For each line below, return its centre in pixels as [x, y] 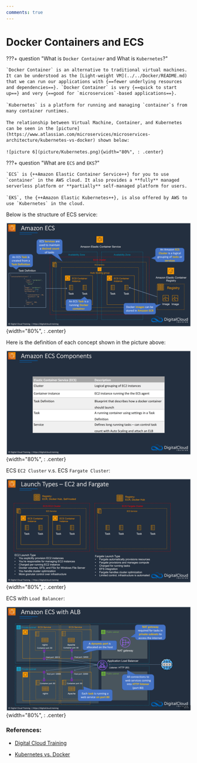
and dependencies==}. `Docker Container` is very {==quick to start [91, 87]
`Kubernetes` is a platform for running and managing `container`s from [97, 105]
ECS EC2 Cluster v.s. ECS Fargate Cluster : [58, 470]
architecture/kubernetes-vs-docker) [51, 140]
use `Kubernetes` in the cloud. [45, 203]
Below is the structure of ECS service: [52, 214]
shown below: [114, 140]
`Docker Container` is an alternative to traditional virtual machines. [97, 70]
